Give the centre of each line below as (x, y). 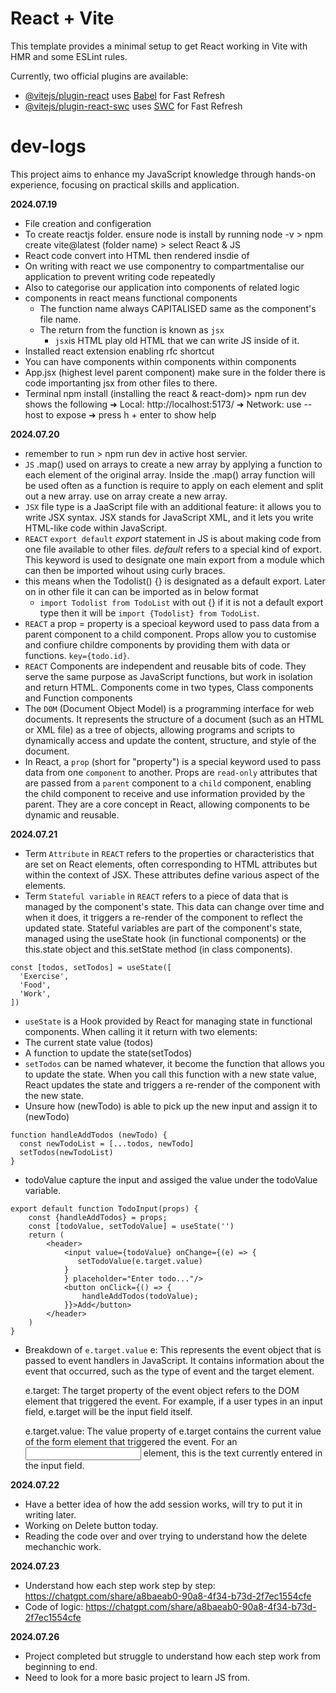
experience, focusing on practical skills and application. (125, 184)
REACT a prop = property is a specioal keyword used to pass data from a (172, 623)
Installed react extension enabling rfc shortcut (119, 351)
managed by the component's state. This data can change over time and (174, 906)
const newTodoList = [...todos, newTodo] (107, 1143)
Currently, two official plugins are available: (99, 76)
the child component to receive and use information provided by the (165, 793)
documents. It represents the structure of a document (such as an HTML (174, 719)
